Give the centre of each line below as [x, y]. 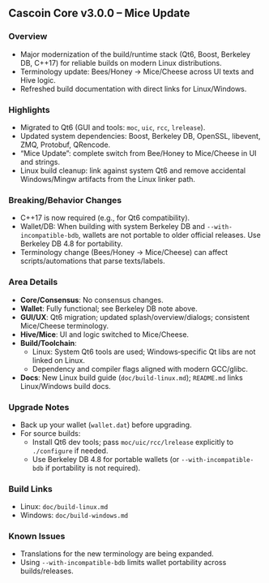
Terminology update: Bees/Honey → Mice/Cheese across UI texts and [137, 71]
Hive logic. [38, 80]
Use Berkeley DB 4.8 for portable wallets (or [106, 459]
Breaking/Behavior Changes [65, 200]
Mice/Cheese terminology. [64, 326]
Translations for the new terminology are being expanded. [117, 554]
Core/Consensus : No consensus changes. [92, 300]
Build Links [30, 489]
